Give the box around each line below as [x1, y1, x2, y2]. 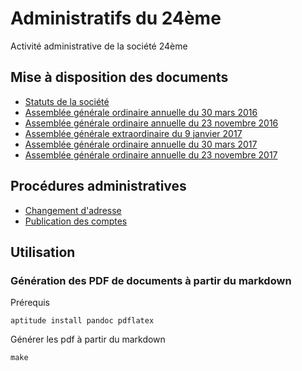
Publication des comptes [24, 215, 128, 227]
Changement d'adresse [24, 204, 122, 216]
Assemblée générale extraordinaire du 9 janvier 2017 [24, 127, 243, 139]
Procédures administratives [10, 178, 187, 195]
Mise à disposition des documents [10, 69, 229, 86]
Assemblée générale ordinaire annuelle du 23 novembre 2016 [24, 117, 279, 129]
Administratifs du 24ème [10, 7, 222, 30]
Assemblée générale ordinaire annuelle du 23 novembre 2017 [24, 148, 278, 161]
